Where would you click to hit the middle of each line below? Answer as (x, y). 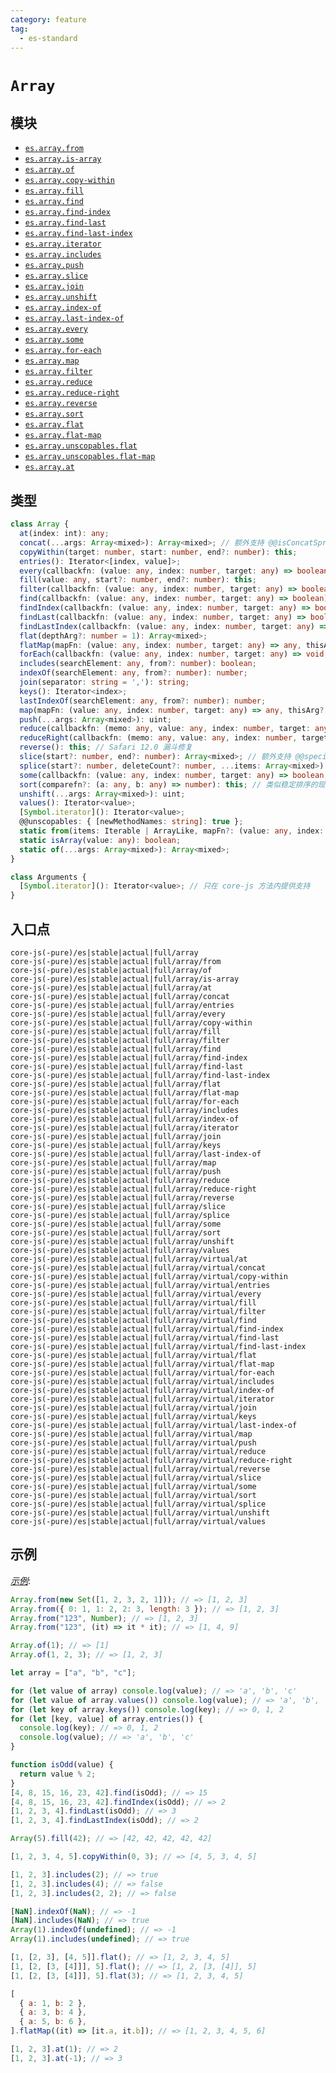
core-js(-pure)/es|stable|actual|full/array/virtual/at (129, 1259)
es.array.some (54, 340)
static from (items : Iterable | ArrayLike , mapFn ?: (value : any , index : (172, 831)
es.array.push (54, 266)
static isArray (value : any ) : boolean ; (100, 840)
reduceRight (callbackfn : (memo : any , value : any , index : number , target (174, 738)
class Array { (40, 524)
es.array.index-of (63, 308)
